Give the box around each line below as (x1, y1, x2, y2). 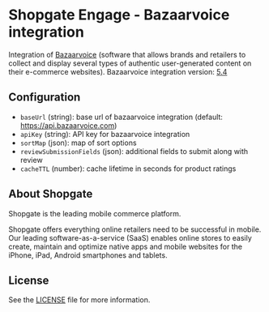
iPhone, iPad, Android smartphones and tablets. (8, 250, 168, 260)
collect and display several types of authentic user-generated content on (8, 58, 252, 68)
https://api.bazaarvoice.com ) (19, 120, 117, 130)
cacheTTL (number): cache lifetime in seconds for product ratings (19, 164, 237, 173)
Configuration (8, 91, 81, 105)
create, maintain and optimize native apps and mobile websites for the (8, 241, 243, 251)
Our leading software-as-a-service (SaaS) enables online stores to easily (8, 233, 253, 242)
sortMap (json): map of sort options (19, 138, 137, 147)
